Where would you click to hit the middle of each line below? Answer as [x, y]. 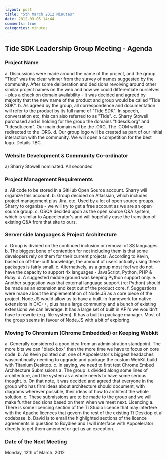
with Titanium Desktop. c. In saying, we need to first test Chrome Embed [80, 365]
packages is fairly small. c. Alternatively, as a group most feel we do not [79, 267]
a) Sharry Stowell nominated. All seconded [49, 166]
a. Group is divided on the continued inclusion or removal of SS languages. [82, 245]
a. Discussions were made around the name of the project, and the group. [81, 73]
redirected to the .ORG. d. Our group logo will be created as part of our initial [83, 132]
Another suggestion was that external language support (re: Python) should [83, 283]
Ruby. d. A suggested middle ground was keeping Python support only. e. [81, 277]
